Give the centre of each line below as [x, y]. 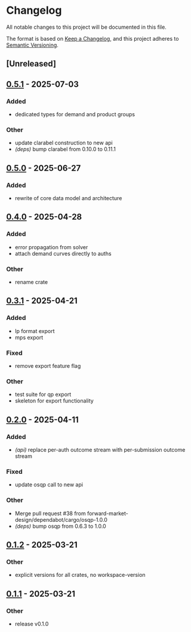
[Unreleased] [31, 64]
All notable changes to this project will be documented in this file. [87, 27]
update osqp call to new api [49, 485]
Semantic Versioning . [32, 45]
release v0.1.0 [32, 624]
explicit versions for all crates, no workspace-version [80, 575]
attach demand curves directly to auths [63, 253]
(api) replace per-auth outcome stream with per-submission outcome [100, 449]
